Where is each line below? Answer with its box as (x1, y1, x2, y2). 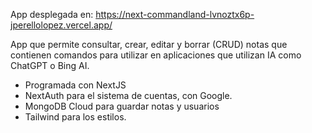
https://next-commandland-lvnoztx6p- (95, 9, 255, 20)
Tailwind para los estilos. (24, 111, 127, 123)
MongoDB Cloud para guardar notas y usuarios (24, 100, 220, 112)
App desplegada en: (10, 9, 94, 20)
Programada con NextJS (24, 79, 127, 91)
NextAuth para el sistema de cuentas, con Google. (24, 90, 233, 101)
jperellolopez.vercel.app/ (10, 19, 113, 31)
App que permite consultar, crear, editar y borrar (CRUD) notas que (10, 39, 288, 50)
